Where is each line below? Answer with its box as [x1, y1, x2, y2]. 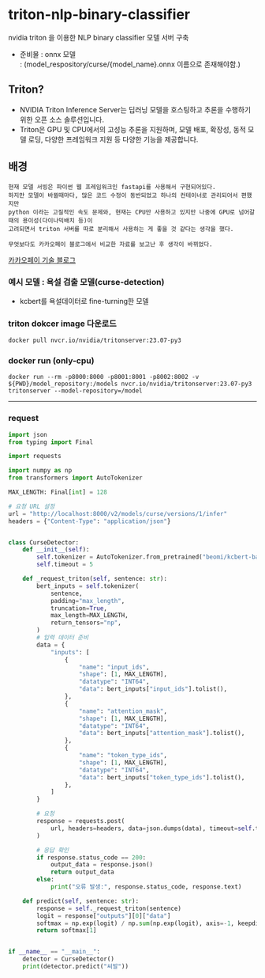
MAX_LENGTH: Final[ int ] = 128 [8, 488, 108, 496]
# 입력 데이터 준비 [36, 634, 89, 642]
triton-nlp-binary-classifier [8, 6, 191, 24]
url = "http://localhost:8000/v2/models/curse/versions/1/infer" [8, 510, 227, 517]
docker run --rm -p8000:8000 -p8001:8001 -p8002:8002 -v [8, 373, 200, 381]
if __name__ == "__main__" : [8, 948, 101, 956]
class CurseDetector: [8, 538, 80, 547]
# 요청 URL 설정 [8, 502, 55, 510]
